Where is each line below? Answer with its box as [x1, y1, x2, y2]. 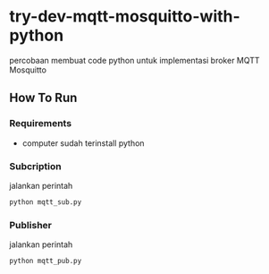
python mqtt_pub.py [9, 257, 82, 266]
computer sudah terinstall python [21, 137, 145, 149]
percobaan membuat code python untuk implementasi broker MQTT [9, 55, 261, 65]
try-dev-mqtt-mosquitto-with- [9, 6, 241, 27]
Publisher [9, 218, 52, 231]
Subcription [9, 159, 62, 172]
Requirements [9, 117, 72, 130]
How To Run [9, 90, 78, 106]
